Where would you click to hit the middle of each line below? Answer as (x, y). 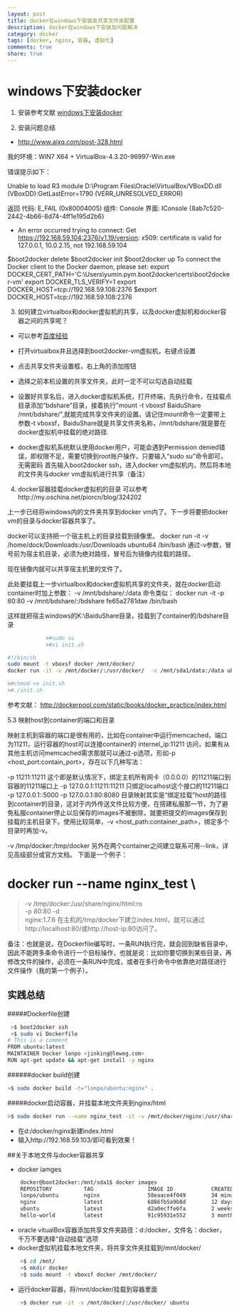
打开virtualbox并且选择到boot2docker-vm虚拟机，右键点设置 (107, 351)
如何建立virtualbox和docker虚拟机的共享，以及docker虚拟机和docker (119, 312)
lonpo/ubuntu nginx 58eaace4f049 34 (119, 1195)
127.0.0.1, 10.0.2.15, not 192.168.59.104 (72, 245)
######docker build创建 (44, 1075)
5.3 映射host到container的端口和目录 (61, 720)
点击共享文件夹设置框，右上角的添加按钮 (77, 366)
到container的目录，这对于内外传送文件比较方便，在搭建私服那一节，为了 (115, 804)
